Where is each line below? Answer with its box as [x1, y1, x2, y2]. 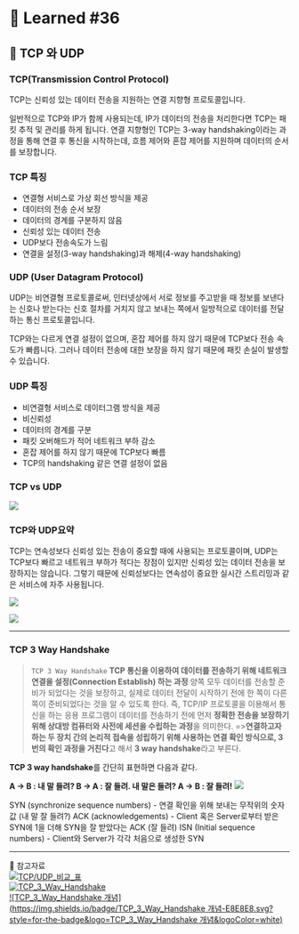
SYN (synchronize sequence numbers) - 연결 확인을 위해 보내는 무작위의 [9, 800, 269, 810]
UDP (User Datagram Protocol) [9, 271, 144, 284]
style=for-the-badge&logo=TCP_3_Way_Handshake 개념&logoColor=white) [9, 914, 283, 924]
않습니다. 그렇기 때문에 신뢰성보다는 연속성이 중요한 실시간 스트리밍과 [39, 568, 280, 579]
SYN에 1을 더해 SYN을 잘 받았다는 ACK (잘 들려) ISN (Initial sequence [9, 822, 255, 833]
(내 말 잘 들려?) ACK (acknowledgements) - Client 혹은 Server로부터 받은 [18, 810, 279, 821]
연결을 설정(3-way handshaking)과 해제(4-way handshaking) [21, 248, 242, 259]
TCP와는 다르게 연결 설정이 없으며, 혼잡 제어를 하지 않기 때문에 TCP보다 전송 [9, 334, 275, 344]
